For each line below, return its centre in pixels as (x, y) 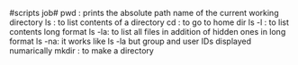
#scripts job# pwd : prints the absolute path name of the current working (144, 13)
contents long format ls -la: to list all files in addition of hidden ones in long (148, 32)
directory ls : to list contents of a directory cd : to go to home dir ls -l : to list (149, 22)
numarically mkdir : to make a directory (82, 51)
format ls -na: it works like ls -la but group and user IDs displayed (131, 41)
